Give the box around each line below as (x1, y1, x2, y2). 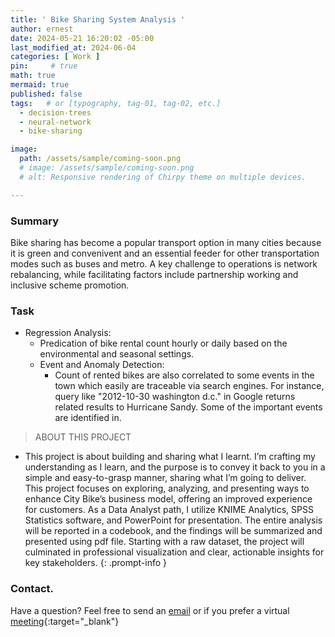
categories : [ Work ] (10, 52, 101, 62)
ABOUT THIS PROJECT (34, 431, 132, 443)
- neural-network (19, 117, 92, 127)
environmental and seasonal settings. (39, 348, 195, 360)
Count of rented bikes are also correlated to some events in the (54, 369, 315, 381)
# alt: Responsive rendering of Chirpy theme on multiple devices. (19, 172, 307, 182)
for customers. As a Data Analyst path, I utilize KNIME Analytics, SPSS (24, 504, 314, 516)
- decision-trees (19, 107, 92, 118)
